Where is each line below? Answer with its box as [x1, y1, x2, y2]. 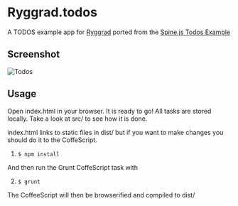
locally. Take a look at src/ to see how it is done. [7, 114, 148, 123]
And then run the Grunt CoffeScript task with [7, 163, 139, 171]
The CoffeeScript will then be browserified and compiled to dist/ [7, 190, 195, 199]
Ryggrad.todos [7, 4, 98, 21]
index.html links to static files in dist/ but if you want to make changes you [7, 128, 224, 136]
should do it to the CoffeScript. [7, 136, 97, 144]
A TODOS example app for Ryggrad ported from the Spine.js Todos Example [7, 28, 231, 36]
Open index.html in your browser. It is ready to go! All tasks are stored [7, 107, 212, 115]
